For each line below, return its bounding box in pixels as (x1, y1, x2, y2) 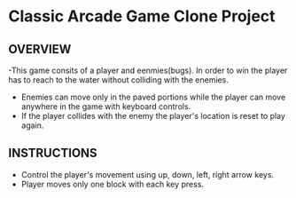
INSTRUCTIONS (8, 146, 98, 161)
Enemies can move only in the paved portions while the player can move (20, 91, 286, 102)
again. (20, 120, 44, 131)
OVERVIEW (8, 42, 72, 57)
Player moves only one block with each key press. (20, 178, 205, 189)
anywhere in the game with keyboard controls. (20, 101, 191, 112)
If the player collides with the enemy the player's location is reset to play (20, 111, 285, 121)
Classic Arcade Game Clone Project (8, 6, 276, 27)
